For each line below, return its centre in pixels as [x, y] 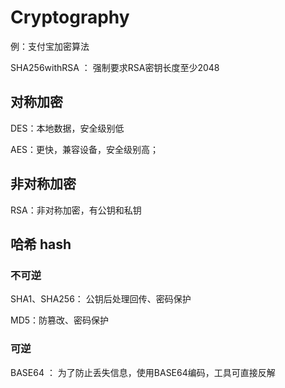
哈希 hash [41, 244]
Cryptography [70, 17]
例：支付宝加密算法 [50, 46]
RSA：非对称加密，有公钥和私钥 [76, 210]
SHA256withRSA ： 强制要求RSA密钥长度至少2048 [115, 67]
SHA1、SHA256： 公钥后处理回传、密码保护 [101, 299]
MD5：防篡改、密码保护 [60, 320]
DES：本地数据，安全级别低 [67, 128]
